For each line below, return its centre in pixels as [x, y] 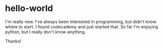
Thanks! [13, 41]
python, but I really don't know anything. [45, 32]
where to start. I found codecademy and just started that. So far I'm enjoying [81, 26]
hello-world [29, 8]
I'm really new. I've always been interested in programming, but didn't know [81, 22]
